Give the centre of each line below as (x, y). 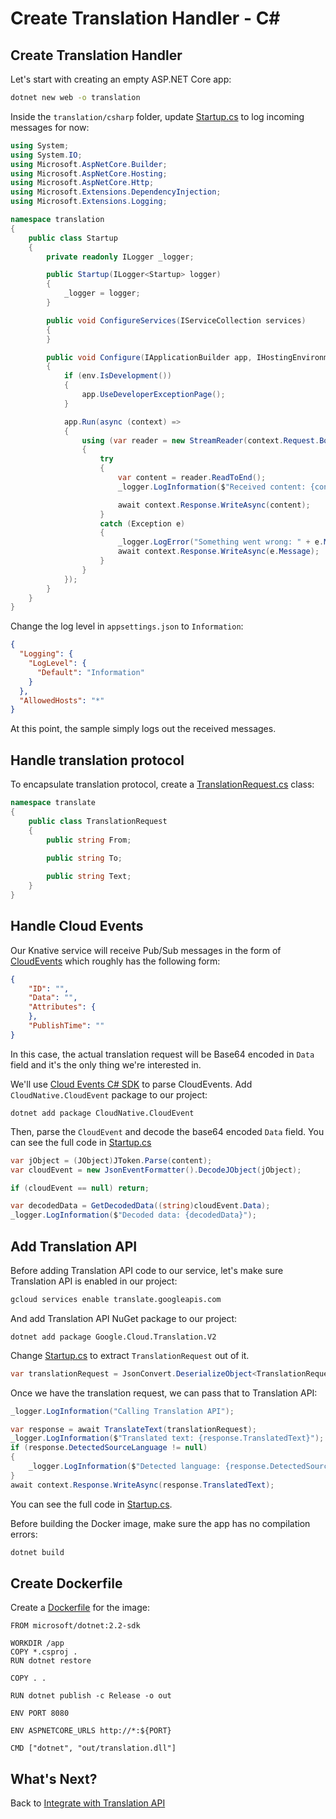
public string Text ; (89, 877)
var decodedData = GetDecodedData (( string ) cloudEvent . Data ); (140, 1206)
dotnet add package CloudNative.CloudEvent (102, 1113)
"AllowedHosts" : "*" (62, 700)
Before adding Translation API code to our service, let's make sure (147, 1270)
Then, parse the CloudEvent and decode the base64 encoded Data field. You (167, 1131)
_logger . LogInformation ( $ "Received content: (212, 487)
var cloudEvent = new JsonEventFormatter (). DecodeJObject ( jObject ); (156, 1170)
